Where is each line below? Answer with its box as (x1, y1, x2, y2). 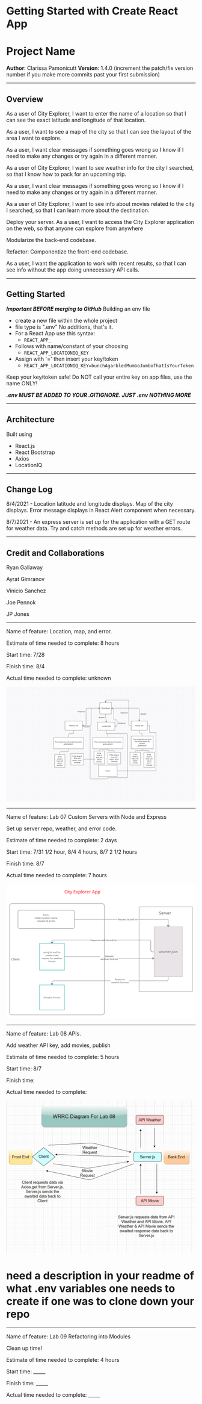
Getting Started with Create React (6, 4, 179, 18)
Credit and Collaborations (6, 548, 105, 558)
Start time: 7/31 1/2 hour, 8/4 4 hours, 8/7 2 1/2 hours (6, 848, 137, 856)
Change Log (6, 484, 53, 494)
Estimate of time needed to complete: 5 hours (6, 1054, 120, 1061)
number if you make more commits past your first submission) (6, 71, 161, 78)
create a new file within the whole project (14, 317, 117, 324)
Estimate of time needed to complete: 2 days (6, 837, 117, 844)
